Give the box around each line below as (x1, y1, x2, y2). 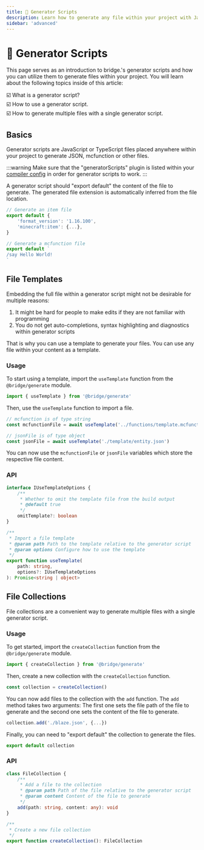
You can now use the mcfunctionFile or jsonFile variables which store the (6, 449, 193, 456)
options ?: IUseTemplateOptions (17, 569, 97, 575)
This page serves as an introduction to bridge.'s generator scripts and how (6, 66, 193, 74)
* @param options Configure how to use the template (8, 546, 146, 553)
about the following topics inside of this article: (6, 80, 123, 87)
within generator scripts (15, 327, 75, 335)
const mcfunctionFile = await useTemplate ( (6, 422, 118, 428)
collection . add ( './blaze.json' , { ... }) (6, 719, 107, 726)
